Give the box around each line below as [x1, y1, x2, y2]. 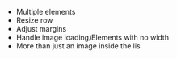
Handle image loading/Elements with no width [15, 32, 170, 42]
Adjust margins [15, 24, 67, 33]
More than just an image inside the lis [15, 41, 141, 51]
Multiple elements [15, 7, 76, 16]
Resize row [15, 15, 53, 25]
